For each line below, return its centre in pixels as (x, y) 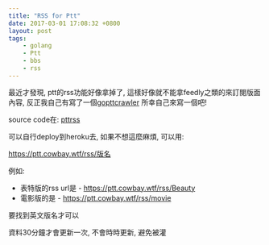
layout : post (30, 31)
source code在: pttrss (44, 119)
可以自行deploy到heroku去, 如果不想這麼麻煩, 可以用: (96, 136)
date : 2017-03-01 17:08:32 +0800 (64, 23)
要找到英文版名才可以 (43, 215)
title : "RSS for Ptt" (45, 16)
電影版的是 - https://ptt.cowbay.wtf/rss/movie (95, 197)
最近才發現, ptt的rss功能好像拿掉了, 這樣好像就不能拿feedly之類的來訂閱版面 (134, 92)
